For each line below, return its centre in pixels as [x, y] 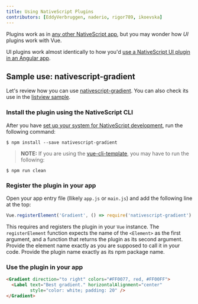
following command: [31, 131]
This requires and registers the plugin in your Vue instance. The [83, 227]
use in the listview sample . [38, 97]
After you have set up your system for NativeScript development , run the [95, 125]
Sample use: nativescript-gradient [71, 77]
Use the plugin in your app [45, 267]
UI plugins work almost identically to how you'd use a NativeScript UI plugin [98, 51]
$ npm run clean [26, 170]
